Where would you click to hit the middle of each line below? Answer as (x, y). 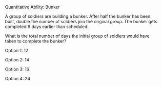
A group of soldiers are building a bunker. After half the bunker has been (78, 16)
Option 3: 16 (17, 69)
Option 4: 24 (18, 79)
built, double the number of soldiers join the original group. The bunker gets (81, 21)
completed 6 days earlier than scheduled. (47, 27)
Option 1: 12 (17, 50)
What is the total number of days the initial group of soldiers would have (77, 36)
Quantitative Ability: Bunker (32, 7)
